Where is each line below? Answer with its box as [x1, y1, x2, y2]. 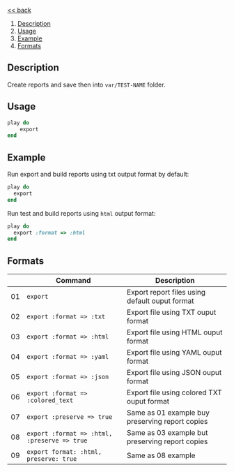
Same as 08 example [126, 450, 196, 460]
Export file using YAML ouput [126, 348, 222, 357]
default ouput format [126, 296, 194, 306]
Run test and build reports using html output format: [7, 209, 156, 217]
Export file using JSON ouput [126, 368, 222, 378]
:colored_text [26, 397, 74, 404]
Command [55, 276, 91, 286]
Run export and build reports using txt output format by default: [7, 170, 189, 179]
